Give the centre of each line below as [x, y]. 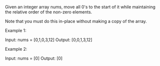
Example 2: [16, 49]
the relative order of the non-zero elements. [49, 12]
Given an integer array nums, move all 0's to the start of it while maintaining [80, 7]
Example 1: [16, 30]
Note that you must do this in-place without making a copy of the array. [76, 21]
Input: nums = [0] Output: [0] [34, 58]
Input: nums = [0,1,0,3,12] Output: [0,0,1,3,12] [49, 40]
